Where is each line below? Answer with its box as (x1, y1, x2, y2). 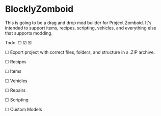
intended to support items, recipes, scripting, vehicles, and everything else (5, 25, 156, 30)
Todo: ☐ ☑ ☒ (5, 39, 32, 45)
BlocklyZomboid (5, 3, 74, 15)
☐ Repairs (5, 87, 26, 93)
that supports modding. (5, 30, 53, 36)
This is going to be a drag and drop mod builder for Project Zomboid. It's (5, 20, 152, 26)
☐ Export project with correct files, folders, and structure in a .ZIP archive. (5, 49, 155, 55)
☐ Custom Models (5, 106, 42, 112)
